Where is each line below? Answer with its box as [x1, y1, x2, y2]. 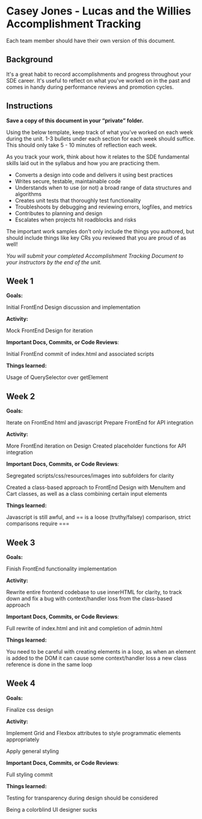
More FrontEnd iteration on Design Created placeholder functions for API [6, 442, 186, 450]
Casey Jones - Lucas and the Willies [6, 4, 191, 18]
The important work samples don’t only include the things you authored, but [6, 227, 194, 235]
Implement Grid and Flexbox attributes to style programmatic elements [6, 729, 182, 736]
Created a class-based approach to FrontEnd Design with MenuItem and [6, 484, 186, 491]
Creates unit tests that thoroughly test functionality [14, 197, 141, 204]
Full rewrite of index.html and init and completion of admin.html [6, 625, 162, 631]
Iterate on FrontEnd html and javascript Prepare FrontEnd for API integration [6, 419, 194, 426]
